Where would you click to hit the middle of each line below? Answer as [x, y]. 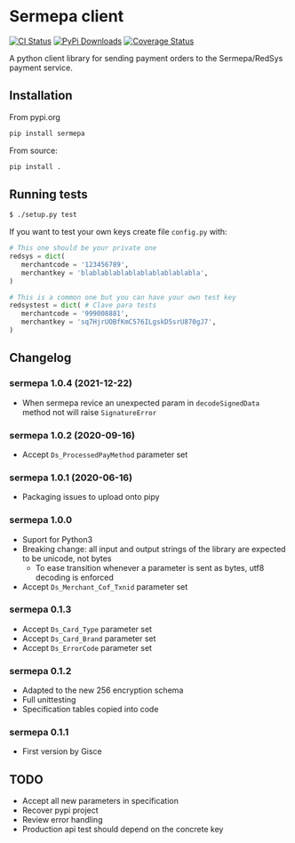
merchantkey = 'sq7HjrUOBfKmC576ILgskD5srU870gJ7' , [119, 322]
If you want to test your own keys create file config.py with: [119, 232]
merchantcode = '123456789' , [75, 264]
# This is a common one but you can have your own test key [123, 297]
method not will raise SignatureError [89, 412]
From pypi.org [35, 116]
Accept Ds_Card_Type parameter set [87, 629]
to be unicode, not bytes [67, 558]
